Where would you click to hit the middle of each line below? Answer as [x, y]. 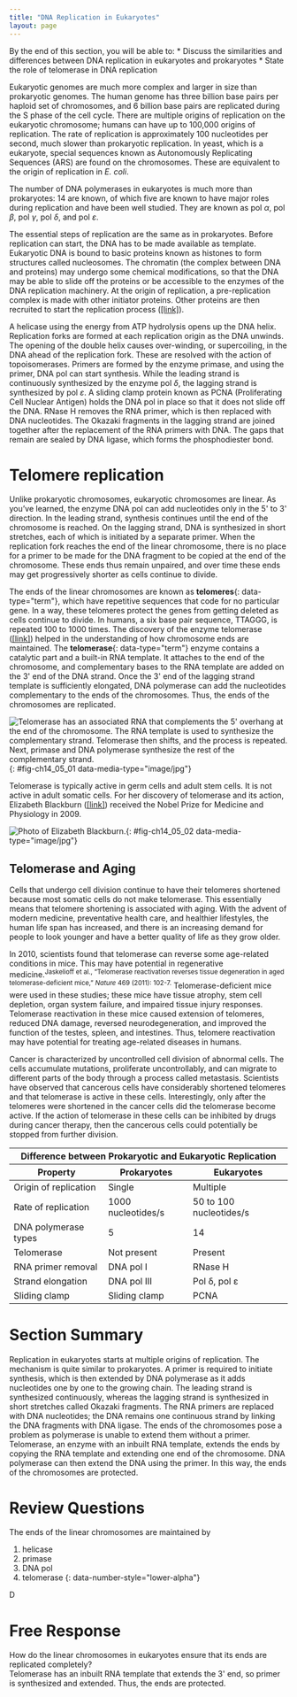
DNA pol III [130, 1281]
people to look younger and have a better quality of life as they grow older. [145, 937]
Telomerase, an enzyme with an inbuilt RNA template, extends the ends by [145, 1444]
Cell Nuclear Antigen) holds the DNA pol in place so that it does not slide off [147, 401]
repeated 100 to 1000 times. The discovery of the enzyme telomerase [136, 629]
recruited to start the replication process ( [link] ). [97, 309]
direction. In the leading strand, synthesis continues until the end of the [139, 518]
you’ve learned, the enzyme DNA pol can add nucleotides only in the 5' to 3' [148, 509]
